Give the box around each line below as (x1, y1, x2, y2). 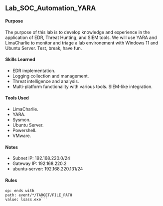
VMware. (12, 132, 31, 138)
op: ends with (5, 188, 35, 193)
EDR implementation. (12, 67, 56, 73)
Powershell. (12, 127, 37, 133)
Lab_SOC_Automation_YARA (5, 4, 96, 12)
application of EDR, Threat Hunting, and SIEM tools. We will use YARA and (5, 34, 157, 40)
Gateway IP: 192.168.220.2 (12, 160, 67, 166)
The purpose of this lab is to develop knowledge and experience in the (5, 29, 151, 35)
